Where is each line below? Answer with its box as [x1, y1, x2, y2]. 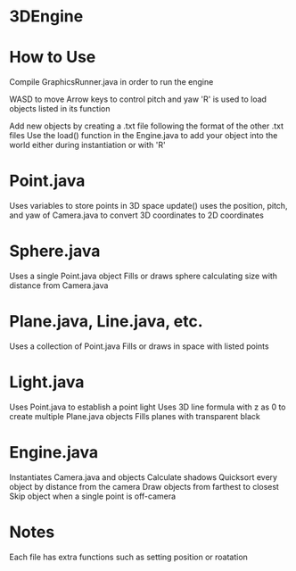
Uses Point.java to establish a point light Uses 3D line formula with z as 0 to [9, 401, 287, 412]
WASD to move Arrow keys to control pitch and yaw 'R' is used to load [9, 94, 267, 104]
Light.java [9, 372, 85, 393]
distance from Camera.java [9, 280, 109, 291]
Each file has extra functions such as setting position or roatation [9, 551, 248, 562]
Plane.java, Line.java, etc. [9, 311, 203, 332]
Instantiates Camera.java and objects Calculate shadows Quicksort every [9, 471, 278, 483]
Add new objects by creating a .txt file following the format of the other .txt [9, 120, 284, 131]
